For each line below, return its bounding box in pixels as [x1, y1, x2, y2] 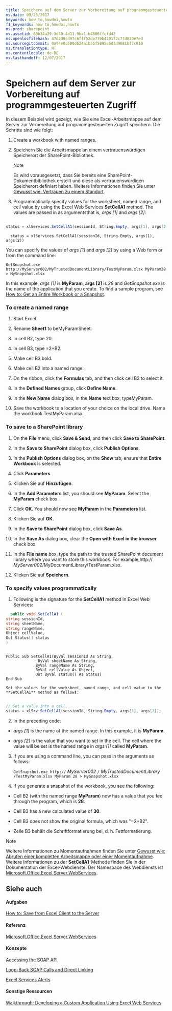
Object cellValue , [6, 631, 45, 636]
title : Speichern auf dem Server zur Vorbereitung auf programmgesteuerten [6, 7, 170, 13]
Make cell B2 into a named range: [13, 365, 84, 372]
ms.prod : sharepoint [6, 27, 50, 32]
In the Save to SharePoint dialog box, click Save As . [13, 526, 124, 532]
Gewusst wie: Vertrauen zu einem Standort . [13, 188, 105, 195]
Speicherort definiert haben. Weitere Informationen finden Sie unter [13, 183, 155, 189]
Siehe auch [6, 885, 42, 893]
